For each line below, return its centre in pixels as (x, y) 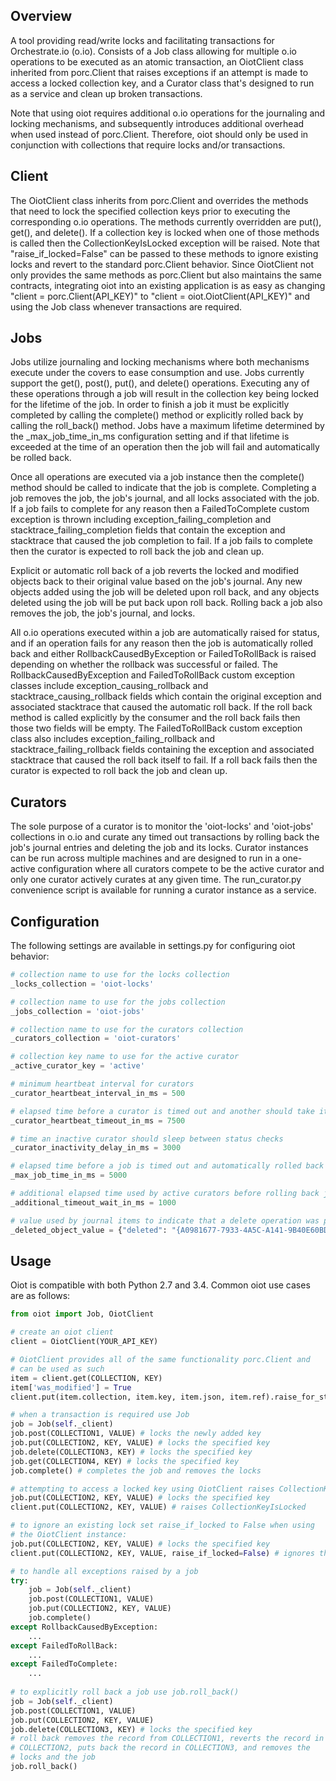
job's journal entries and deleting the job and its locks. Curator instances (159, 848)
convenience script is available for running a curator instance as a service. (163, 890)
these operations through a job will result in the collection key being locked (165, 394)
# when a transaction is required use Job (100, 1415)
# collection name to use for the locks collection (120, 975)
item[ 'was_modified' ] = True (71, 1387)
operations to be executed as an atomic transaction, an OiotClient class (157, 61)
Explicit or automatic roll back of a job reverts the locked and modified (155, 571)
